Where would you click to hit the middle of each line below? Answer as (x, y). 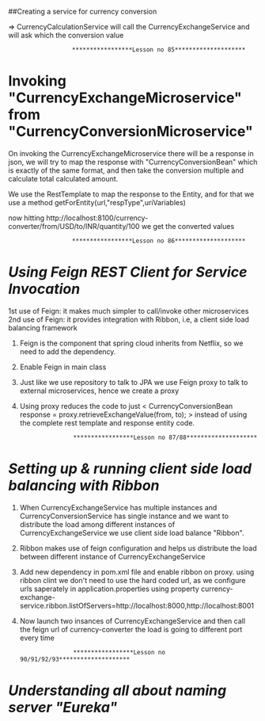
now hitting (26, 218)
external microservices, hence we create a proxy (99, 391)
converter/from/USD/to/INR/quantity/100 (74, 226)
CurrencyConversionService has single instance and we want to (124, 516)
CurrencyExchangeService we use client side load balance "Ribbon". (132, 532)
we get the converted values (188, 226)
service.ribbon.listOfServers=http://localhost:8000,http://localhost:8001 (137, 605)
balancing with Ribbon (84, 486)
